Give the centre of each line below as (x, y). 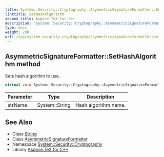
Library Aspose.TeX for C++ (40, 150)
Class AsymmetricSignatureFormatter (50, 139)
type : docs (16, 28)
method (28, 64)
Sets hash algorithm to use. (32, 76)
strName (18, 105)
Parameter (20, 97)
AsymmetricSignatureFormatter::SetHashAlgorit (81, 57)
